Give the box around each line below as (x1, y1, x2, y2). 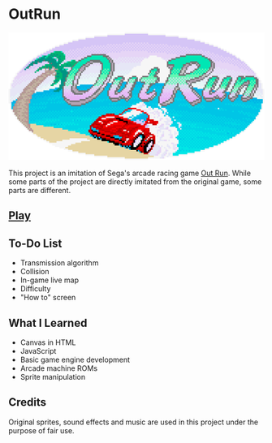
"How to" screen (19, 293, 76, 303)
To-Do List (8, 236, 63, 250)
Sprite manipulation (19, 372, 86, 381)
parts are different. (8, 185, 71, 195)
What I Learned (8, 316, 88, 329)
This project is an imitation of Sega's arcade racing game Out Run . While (8, 168, 252, 178)
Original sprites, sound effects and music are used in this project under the (8, 417, 259, 427)
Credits (8, 395, 47, 410)
